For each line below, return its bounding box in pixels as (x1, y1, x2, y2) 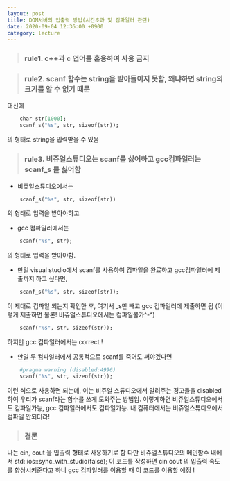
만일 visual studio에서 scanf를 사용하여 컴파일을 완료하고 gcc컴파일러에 (17, 266, 213, 274)
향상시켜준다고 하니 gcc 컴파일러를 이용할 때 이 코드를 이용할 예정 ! (14, 466, 195, 474)
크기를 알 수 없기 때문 (24, 85, 90, 94)
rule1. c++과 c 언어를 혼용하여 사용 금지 (24, 53, 150, 63)
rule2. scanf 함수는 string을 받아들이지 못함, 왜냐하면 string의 (24, 74, 223, 84)
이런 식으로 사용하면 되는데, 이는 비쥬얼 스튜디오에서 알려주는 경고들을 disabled (7, 386, 222, 394)
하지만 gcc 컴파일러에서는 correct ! (7, 338, 103, 346)
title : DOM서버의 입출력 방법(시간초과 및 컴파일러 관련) (7, 17, 150, 24)
